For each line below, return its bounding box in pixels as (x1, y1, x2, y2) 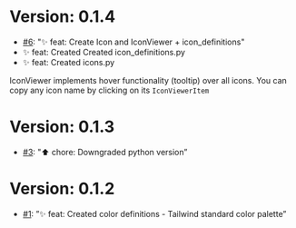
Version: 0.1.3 (9, 116, 115, 137)
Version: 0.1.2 (9, 179, 115, 199)
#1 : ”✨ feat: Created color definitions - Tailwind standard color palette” (22, 208, 287, 219)
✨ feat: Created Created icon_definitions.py (22, 46, 186, 57)
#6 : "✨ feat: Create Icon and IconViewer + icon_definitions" (22, 36, 245, 47)
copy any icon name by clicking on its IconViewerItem (9, 84, 210, 95)
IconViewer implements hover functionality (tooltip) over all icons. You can (9, 74, 288, 85)
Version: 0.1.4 (9, 6, 116, 27)
